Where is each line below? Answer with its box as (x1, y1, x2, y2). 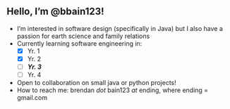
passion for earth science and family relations (16, 32, 150, 40)
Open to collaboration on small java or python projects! (16, 79, 177, 87)
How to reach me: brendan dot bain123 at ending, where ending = (16, 86, 209, 94)
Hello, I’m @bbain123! (6, 6, 104, 18)
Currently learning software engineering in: (16, 39, 143, 48)
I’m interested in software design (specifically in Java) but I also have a (16, 24, 224, 32)
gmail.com (16, 94, 47, 102)
